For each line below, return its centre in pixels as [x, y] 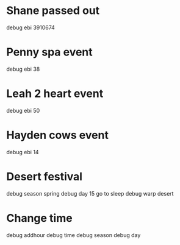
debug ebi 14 [23, 152]
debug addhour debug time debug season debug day [74, 235]
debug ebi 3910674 [31, 27]
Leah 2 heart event [55, 94]
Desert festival [45, 176]
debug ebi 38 [23, 69]
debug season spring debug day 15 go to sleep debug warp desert [90, 193]
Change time [39, 218]
